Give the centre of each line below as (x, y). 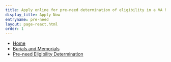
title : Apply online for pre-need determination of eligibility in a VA (84, 10)
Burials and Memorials (36, 49)
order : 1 (15, 29)
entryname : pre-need (27, 19)
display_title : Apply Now (33, 15)
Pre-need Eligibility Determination (48, 54)
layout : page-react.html (32, 24)
